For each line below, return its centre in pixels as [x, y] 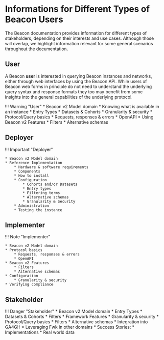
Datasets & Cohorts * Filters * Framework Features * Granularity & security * [82, 317]
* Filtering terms [41, 193]
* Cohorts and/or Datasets [50, 184]
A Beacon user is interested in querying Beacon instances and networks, [79, 76]
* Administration [32, 206]
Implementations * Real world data [40, 332]
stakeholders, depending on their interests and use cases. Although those [80, 38]
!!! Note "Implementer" [28, 237]
